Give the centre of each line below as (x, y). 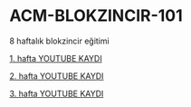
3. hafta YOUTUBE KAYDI (57, 93)
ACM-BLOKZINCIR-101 (96, 16)
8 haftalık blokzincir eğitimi (60, 41)
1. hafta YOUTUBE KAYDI (56, 58)
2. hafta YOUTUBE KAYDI (57, 76)
